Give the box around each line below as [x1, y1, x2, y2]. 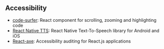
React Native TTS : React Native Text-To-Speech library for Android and [12, 27, 159, 34]
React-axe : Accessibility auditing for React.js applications [12, 38, 131, 44]
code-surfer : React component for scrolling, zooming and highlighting [12, 17, 156, 23]
